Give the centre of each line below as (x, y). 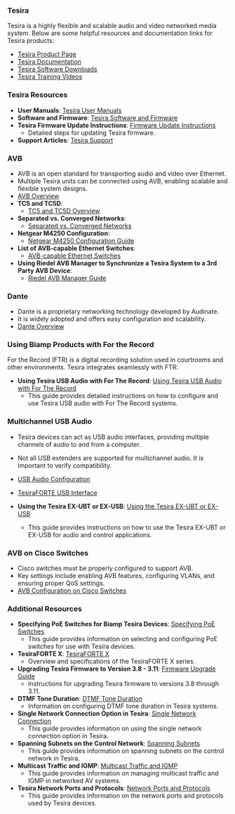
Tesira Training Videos (50, 77)
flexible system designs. (52, 188)
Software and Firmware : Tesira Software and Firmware (98, 117)
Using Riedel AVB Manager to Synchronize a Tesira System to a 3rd (117, 263)
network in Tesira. (54, 759)
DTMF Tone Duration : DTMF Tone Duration (80, 699)
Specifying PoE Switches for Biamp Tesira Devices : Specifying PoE (116, 624)
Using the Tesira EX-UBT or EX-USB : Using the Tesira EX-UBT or (112, 506)
